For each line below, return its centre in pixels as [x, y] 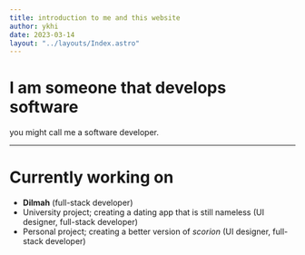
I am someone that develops [118, 88]
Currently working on [92, 177]
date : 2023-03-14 [42, 34]
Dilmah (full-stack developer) [78, 203]
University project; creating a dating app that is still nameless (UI [143, 212]
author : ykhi [34, 26]
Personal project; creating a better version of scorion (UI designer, [146, 231]
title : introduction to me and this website [95, 18]
